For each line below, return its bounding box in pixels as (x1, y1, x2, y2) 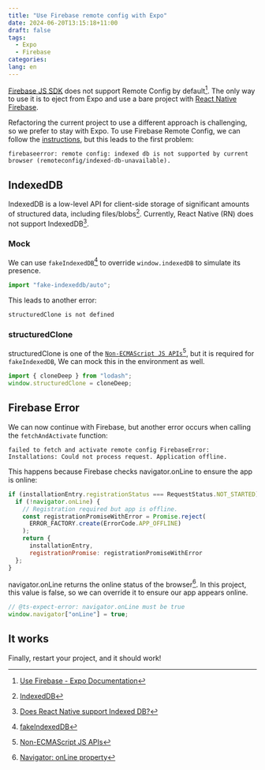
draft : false (8, 26, 51, 34)
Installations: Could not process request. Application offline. (8, 453, 227, 460)
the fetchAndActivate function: (8, 430, 108, 440)
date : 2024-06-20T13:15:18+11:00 (8, 19, 118, 27)
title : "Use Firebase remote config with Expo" (8, 11, 168, 20)
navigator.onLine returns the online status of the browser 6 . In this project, (8, 578, 247, 589)
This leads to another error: (8, 295, 97, 305)
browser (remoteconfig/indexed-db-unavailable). (8, 157, 171, 165)
